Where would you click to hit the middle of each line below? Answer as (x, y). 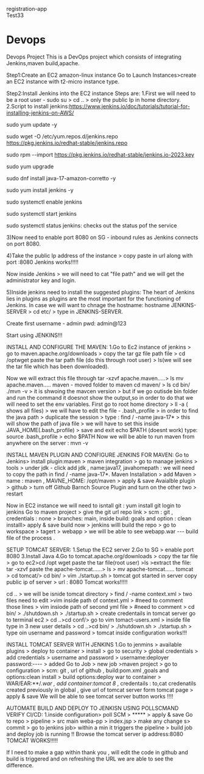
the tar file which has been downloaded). (58, 366)
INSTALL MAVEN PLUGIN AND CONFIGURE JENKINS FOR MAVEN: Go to (98, 455)
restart (15, 494)
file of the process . (31, 538)
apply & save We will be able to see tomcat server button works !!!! (90, 696)
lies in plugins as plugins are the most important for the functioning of (94, 299)
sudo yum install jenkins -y (40, 190)
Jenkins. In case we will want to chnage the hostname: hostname (88, 305)
